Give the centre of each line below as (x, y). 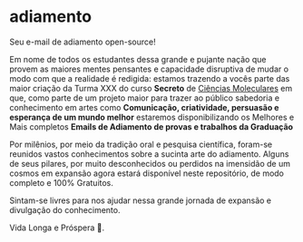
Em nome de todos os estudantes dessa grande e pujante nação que (138, 59)
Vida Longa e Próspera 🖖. (57, 227)
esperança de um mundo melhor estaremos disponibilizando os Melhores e (152, 117)
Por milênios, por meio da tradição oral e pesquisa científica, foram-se (141, 144)
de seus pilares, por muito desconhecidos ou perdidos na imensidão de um (150, 163)
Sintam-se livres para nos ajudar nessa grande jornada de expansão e (141, 200)
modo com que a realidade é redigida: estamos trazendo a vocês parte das (150, 78)
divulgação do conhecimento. (65, 209)
